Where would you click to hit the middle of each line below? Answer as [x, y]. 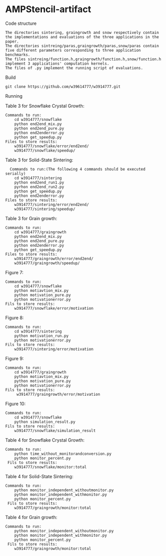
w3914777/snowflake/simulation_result [55, 431]
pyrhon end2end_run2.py [39, 187]
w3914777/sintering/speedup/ [45, 209]
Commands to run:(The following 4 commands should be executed [77, 169]
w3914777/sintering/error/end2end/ [52, 204]
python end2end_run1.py [39, 182]
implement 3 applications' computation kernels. [57, 63]
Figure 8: [15, 318]
